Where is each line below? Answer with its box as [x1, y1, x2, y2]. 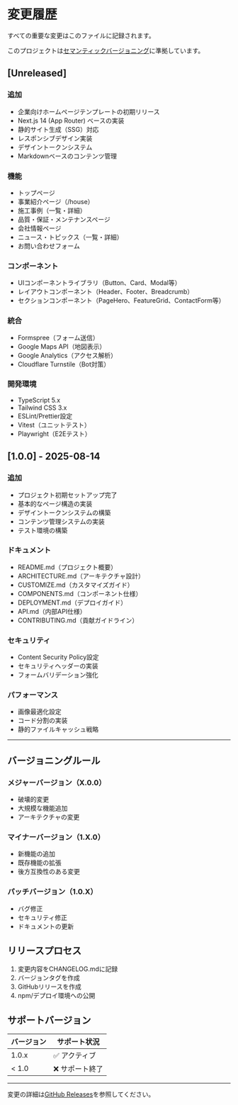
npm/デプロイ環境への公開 [17, 992, 96, 1000]
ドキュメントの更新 [17, 922, 74, 931]
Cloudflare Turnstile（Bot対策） [17, 359, 110, 369]
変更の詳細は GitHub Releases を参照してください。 [7, 1090, 155, 1099]
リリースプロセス [7, 945, 81, 957]
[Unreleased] [7, 67, 67, 79]
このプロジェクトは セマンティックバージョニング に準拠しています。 [7, 46, 205, 55]
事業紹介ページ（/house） [17, 197, 94, 206]
